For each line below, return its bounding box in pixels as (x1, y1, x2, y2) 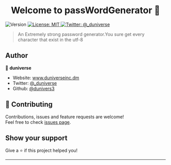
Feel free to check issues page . (5, 119, 71, 125)
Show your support (5, 134, 68, 142)
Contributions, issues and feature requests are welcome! (5, 114, 124, 120)
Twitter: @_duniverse (12, 80, 57, 86)
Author (5, 51, 28, 60)
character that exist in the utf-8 (17, 37, 83, 43)
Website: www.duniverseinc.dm (12, 75, 79, 81)
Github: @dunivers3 (12, 85, 55, 91)
